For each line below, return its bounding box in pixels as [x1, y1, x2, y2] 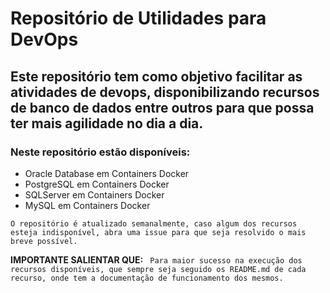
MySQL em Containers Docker [24, 199, 151, 211]
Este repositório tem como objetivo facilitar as [10, 68, 303, 85]
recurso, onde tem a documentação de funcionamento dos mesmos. [10, 273, 284, 283]
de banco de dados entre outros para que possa [10, 99, 315, 116]
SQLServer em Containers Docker [24, 188, 165, 201]
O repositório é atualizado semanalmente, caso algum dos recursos [10, 218, 298, 229]
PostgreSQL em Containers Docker [24, 178, 170, 190]
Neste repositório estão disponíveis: [10, 145, 191, 159]
